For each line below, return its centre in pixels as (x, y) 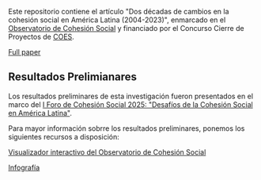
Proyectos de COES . (42, 36)
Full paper (25, 52)
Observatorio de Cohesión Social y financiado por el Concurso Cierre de (126, 28)
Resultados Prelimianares (72, 77)
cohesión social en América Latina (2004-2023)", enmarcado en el (117, 20)
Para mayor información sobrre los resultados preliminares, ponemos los (127, 128)
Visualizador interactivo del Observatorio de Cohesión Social (107, 152)
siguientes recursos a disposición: (64, 136)
